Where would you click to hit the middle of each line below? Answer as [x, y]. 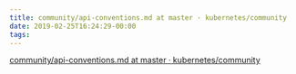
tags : [20, 34]
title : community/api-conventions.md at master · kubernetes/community [148, 18]
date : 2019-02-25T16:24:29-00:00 [73, 26]
